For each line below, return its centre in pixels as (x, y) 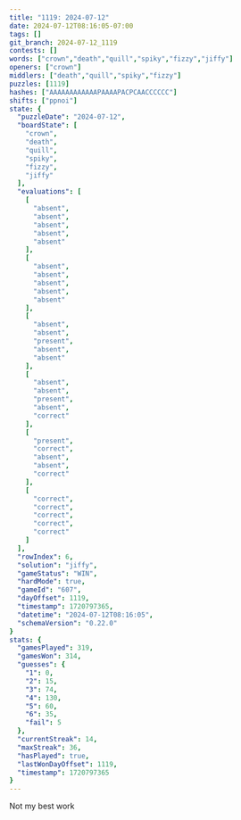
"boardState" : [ (47, 126)
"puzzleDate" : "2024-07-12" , (71, 117)
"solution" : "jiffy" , (58, 565)
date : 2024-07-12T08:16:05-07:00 (71, 26)
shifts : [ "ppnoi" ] (43, 100)
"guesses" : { (42, 665)
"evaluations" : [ (50, 192)
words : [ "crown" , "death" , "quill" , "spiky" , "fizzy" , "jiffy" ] (121, 59)
